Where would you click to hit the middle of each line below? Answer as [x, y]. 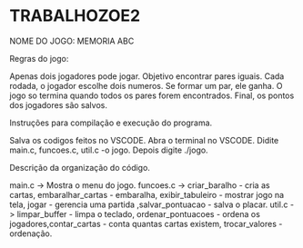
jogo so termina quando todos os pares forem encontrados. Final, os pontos [152, 95]
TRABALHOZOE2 [75, 16]
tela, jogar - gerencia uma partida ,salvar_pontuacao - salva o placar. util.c [149, 204]
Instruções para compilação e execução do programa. [111, 123]
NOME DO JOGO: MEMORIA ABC [72, 41]
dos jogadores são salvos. [58, 104]
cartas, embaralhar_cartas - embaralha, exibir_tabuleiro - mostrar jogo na [147, 194]
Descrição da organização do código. [80, 167]
